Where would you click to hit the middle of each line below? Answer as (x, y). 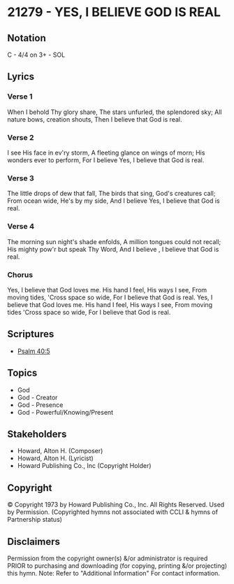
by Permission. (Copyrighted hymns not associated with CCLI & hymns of (113, 512)
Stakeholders (37, 434)
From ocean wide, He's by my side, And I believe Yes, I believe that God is (114, 201)
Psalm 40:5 (34, 351)
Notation (27, 38)
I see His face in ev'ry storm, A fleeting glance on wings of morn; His (106, 152)
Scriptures (31, 334)
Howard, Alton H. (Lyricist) (56, 458)
